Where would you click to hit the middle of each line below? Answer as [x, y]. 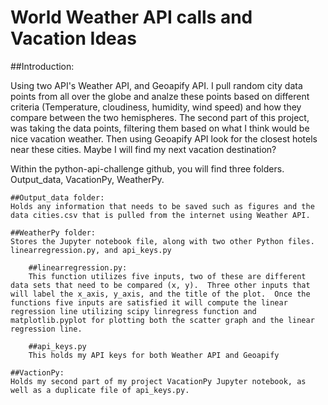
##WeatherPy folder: [53, 232]
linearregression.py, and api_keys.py [91, 250]
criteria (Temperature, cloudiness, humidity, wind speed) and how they [156, 107]
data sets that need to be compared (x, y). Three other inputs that [160, 285]
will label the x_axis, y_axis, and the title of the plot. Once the [160, 294]
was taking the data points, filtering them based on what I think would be [160, 128]
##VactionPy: [37, 372]
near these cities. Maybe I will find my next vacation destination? [143, 149]
